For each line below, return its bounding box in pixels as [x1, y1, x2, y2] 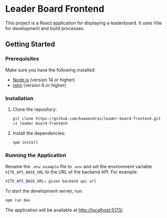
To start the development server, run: [5, 188, 83, 194]
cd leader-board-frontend [12, 120, 68, 126]
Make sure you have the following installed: [5, 67, 96, 73]
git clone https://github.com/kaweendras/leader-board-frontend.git [12, 116, 161, 121]
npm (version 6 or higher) [12, 82, 66, 88]
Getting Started [5, 40, 55, 49]
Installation [5, 95, 34, 102]
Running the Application [5, 152, 66, 159]
